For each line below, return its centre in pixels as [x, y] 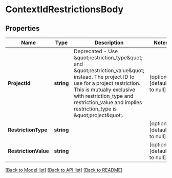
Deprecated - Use [96, 51]
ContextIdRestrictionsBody [64, 9]
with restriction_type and [104, 96]
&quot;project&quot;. [99, 115]
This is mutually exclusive [105, 90]
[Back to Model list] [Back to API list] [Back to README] [64, 170]
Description [109, 43]
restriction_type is [95, 109]
